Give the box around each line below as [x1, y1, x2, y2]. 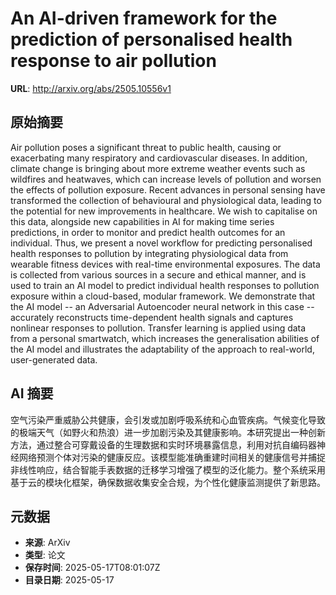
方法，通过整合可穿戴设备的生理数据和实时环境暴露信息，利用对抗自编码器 [10, 438, 317, 451]
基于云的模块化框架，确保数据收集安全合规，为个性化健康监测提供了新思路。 [10, 476, 326, 488]
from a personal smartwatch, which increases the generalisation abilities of [10, 332, 320, 344]
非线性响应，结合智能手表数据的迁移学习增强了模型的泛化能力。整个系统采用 [10, 463, 326, 476]
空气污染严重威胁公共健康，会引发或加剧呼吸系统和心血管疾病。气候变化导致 [10, 413, 326, 426]
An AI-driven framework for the [10, 7, 278, 30]
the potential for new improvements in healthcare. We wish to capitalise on [10, 205, 318, 217]
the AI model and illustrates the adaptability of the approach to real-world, [10, 343, 315, 355]
